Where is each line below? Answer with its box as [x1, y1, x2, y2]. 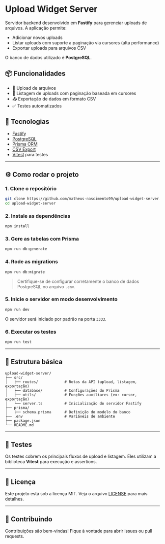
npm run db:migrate [5, 270, 45, 274]
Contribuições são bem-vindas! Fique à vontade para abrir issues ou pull [5, 528, 152, 534]
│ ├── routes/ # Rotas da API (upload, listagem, [5, 379, 137, 384]
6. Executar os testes [5, 328, 56, 335]
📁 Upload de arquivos [12, 85, 56, 91]
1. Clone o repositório [5, 185, 57, 192]
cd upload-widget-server [5, 201, 56, 206]
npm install [5, 224, 29, 229]
